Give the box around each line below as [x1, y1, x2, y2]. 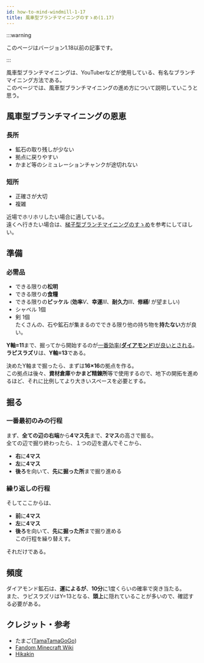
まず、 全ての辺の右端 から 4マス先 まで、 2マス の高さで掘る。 [6, 431, 157, 439]
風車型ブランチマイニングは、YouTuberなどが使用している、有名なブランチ [6, 68, 196, 76]
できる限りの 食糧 [15, 291, 58, 298]
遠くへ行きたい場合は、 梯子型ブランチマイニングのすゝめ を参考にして [6, 221, 183, 229]
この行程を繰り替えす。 [15, 535, 74, 542]
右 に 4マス [15, 452, 41, 459]
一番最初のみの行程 [6, 417, 63, 425]
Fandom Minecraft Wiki [15, 643, 74, 651]
